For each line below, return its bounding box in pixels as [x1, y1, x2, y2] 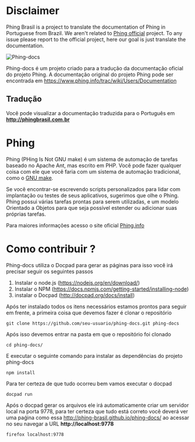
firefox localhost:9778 [6, 431, 64, 437]
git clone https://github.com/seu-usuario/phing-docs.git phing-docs [6, 320, 180, 326]
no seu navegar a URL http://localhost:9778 [6, 420, 114, 427]
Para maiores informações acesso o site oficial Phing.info [6, 222, 145, 229]
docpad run [6, 391, 33, 397]
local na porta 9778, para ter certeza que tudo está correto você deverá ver [6, 408, 189, 415]
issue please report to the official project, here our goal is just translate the [6, 36, 186, 43]
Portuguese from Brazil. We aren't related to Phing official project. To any [6, 29, 183, 36]
